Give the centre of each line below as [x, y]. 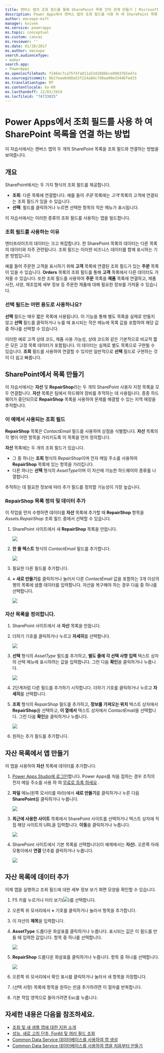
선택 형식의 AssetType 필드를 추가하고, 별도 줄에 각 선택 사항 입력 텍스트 [81, 656]
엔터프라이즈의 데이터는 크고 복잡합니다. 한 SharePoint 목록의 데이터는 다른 [77, 243]
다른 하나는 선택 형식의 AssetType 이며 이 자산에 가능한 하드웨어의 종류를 [82, 470]
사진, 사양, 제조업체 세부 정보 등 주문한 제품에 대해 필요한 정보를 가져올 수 [75, 285]
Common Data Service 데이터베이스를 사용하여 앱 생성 [65, 1039]
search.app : [17, 64]
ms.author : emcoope [25, 51]
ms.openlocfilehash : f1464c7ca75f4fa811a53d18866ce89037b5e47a [71, 74]
